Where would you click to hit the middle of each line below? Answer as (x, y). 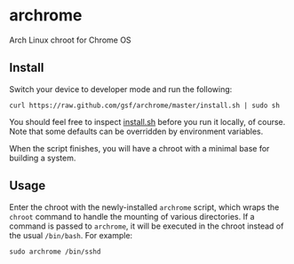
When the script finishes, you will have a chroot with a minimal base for (139, 148)
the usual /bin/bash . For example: (71, 235)
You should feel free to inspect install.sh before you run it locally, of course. (147, 121)
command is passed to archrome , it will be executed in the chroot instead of (147, 226)
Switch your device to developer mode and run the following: (121, 89)
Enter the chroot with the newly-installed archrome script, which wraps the (144, 207)
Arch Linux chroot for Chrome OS (70, 40)
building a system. (43, 158)
